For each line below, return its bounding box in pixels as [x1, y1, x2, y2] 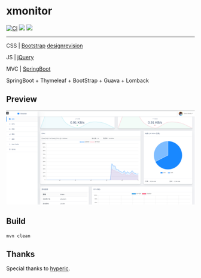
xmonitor [6, 4, 53, 18]
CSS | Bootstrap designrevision [6, 42, 83, 49]
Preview [6, 94, 38, 104]
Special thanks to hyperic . [6, 265, 71, 272]
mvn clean [6, 232, 31, 239]
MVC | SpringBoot [6, 65, 51, 72]
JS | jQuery [6, 53, 34, 61]
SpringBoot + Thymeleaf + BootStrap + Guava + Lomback [6, 77, 150, 84]
